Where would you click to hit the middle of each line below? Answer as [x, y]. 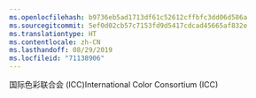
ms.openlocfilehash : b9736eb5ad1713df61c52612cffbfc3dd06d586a [128, 17]
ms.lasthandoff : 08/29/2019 [61, 50]
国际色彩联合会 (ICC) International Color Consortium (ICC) [114, 84]
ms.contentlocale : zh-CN [55, 42]
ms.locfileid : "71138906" [57, 58]
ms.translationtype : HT [53, 34]
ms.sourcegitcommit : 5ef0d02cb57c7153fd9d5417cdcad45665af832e [128, 26]
